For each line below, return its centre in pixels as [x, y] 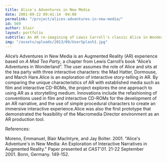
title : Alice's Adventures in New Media [48, 10]
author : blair [20, 28]
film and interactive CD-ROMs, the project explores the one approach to [79, 88]
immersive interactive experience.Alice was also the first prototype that [78, 108]
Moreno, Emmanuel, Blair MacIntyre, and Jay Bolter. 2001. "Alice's [73, 138]
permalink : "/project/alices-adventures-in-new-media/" [64, 19]
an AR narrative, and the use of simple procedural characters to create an [80, 103]
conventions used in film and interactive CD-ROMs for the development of [81, 98]
